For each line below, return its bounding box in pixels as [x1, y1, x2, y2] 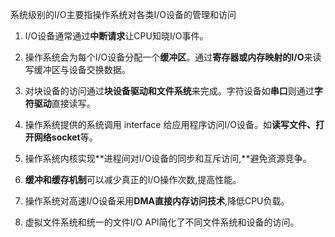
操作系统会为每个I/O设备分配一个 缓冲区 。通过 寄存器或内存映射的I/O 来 [24, 51, 313, 63]
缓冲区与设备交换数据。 [33, 64, 131, 75]
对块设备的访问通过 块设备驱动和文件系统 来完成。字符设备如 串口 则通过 [24, 85, 315, 97]
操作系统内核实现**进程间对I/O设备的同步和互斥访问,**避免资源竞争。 [24, 153, 312, 164]
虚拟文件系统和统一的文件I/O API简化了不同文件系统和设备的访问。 [24, 216, 300, 228]
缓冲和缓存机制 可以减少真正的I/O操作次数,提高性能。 [24, 174, 242, 185]
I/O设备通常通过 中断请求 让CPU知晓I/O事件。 [24, 30, 209, 42]
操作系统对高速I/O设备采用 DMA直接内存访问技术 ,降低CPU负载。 [24, 195, 290, 207]
